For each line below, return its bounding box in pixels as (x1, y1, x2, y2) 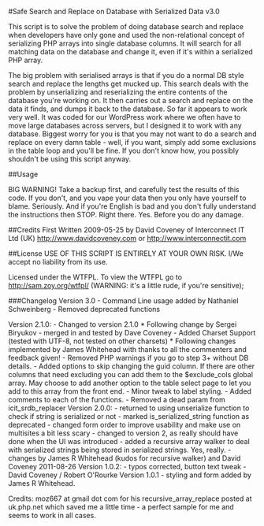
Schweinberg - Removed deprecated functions (8, 305, 160, 313)
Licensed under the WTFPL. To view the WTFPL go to (8, 272, 183, 282)
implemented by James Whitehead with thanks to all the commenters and (8, 345, 247, 354)
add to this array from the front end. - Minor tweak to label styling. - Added (8, 387, 252, 396)
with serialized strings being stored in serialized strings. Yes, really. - (8, 445, 232, 454)
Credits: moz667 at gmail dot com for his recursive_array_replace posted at (8, 494, 252, 503)
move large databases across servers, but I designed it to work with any (8, 121, 242, 130)
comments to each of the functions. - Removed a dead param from (8, 395, 226, 404)
